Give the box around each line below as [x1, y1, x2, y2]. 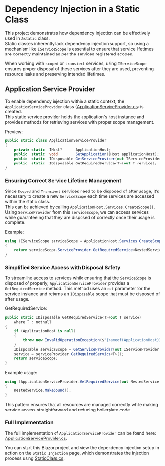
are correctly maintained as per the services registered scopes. [5, 51, 134, 57]
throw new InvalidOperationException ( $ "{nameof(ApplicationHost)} [23, 338, 162, 343]
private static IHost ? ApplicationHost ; [14, 147, 111, 152]
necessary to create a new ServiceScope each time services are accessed [5, 193, 155, 199]
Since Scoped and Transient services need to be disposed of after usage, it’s [5, 188, 160, 194]
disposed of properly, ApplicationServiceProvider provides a [5, 280, 129, 286]
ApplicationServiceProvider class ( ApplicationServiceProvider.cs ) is [5, 103, 144, 109]
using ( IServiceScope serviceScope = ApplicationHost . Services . [5, 239, 139, 244]
